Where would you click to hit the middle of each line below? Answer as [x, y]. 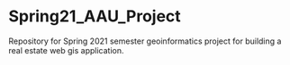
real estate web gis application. [66, 50]
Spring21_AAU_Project [95, 16]
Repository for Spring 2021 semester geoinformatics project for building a [145, 41]
